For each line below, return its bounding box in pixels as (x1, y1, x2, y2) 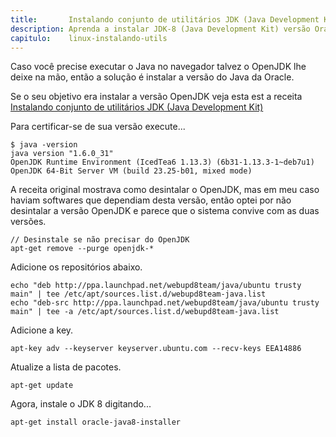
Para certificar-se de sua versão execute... (10, 121, 186, 133)
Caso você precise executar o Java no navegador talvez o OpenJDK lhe (10, 61, 307, 73)
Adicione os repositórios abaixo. (10, 261, 143, 273)
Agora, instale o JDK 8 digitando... (10, 398, 152, 410)
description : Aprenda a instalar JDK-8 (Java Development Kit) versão (10, 24, 311, 34)
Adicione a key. (10, 324, 74, 336)
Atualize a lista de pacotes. (10, 361, 122, 373)
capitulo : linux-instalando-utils (10, 33, 168, 43)
